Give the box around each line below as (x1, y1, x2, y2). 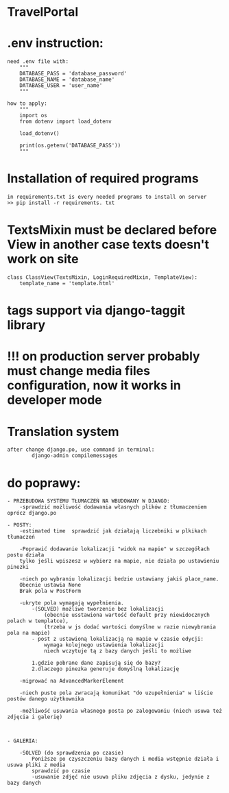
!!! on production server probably (7, 349, 200, 364)
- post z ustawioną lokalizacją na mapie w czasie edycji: (32, 635, 204, 643)
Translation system (7, 424, 119, 439)
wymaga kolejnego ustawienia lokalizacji (43, 642, 165, 648)
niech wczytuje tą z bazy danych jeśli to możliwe (43, 648, 192, 655)
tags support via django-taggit (7, 303, 186, 319)
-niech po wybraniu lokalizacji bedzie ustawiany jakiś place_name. (19, 576, 219, 583)
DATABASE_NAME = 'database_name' (19, 76, 115, 83)
